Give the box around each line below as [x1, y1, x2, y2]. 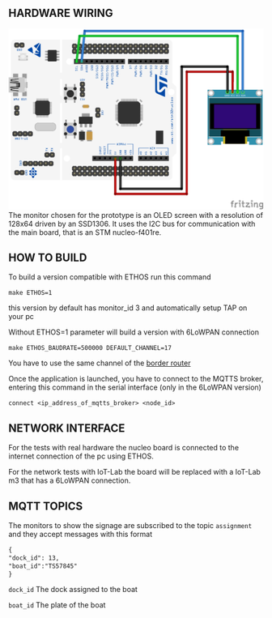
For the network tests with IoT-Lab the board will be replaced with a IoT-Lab [8, 467, 261, 477]
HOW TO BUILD [8, 251, 87, 265]
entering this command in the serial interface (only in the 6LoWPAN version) [8, 382, 261, 392]
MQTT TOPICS [8, 499, 83, 513]
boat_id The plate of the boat [8, 600, 106, 610]
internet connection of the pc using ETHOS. [8, 451, 154, 461]
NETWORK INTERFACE [8, 421, 125, 435]
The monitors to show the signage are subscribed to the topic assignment [8, 521, 253, 531]
